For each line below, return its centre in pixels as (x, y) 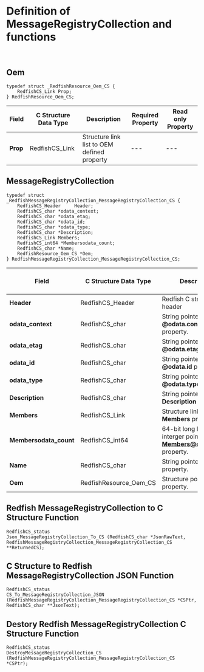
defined (93, 152)
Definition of (39, 11)
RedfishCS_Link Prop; (44, 92)
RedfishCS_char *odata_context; (58, 211)
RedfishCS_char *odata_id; (51, 222)
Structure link (101, 137)
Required (145, 115)
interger (173, 436)
